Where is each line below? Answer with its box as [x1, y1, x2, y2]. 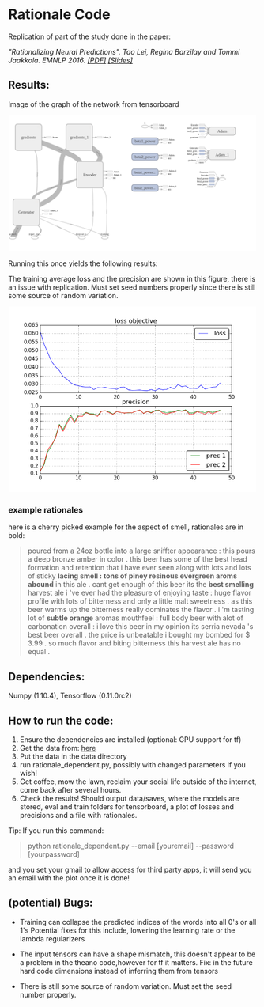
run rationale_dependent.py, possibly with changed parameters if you [19, 760, 247, 770]
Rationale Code [8, 6, 111, 24]
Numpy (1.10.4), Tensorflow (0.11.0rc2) [8, 691, 132, 701]
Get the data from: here [19, 744, 96, 753]
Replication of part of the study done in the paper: [8, 32, 172, 41]
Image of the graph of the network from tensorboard [8, 99, 179, 108]
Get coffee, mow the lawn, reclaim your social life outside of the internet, [19, 777, 257, 786]
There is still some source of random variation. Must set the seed [19, 981, 232, 990]
